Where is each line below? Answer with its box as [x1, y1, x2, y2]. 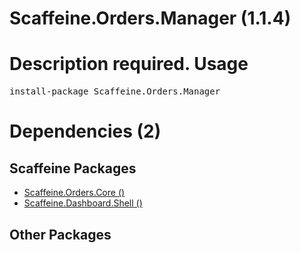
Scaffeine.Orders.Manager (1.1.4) [9, 7, 292, 30]
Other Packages [9, 226, 112, 243]
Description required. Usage [9, 53, 249, 76]
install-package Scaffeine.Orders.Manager [9, 86, 221, 97]
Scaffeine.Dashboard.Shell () [23, 197, 143, 209]
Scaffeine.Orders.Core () [23, 187, 126, 199]
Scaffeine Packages [9, 160, 137, 177]
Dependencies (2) [9, 120, 162, 143]
